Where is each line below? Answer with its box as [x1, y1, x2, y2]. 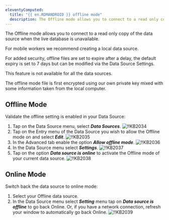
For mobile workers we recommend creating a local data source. [5, 46, 139, 52]
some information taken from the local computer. [5, 86, 107, 92]
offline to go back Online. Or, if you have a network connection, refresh [12, 204, 161, 209]
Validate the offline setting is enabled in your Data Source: [5, 114, 126, 120]
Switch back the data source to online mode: [5, 183, 98, 189]
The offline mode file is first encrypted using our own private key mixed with [5, 80, 163, 86]
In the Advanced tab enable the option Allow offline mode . [12, 139, 135, 145]
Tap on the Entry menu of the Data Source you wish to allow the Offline [12, 129, 160, 135]
